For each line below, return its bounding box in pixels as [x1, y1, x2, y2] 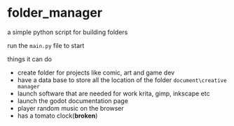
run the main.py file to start [7, 41, 85, 49]
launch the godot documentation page [17, 96, 128, 105]
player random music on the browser [17, 104, 124, 112]
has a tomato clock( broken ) [17, 111, 98, 120]
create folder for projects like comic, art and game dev [17, 68, 175, 77]
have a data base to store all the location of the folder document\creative [17, 75, 227, 84]
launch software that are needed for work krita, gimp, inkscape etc [17, 89, 210, 97]
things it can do [7, 54, 53, 63]
